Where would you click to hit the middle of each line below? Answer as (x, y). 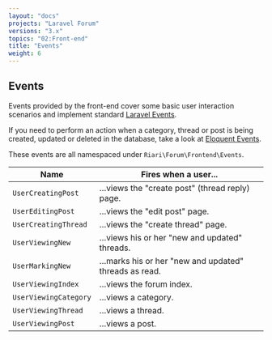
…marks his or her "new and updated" (172, 261)
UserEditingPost (44, 211)
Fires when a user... (180, 174)
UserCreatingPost (46, 193)
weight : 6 (25, 53)
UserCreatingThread (50, 224)
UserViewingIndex (46, 284)
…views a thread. (132, 310)
